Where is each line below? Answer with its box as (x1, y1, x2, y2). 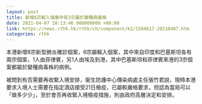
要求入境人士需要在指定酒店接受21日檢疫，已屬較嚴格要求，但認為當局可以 (6, 84, 191, 91)
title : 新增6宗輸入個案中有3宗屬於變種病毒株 (6, 14, 107, 20)
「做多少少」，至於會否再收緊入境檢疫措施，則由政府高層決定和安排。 (6, 91, 177, 99)
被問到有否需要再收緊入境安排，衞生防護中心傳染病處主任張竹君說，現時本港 (6, 76, 196, 84)
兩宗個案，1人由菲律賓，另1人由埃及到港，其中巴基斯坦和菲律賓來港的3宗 (6, 56, 188, 63)
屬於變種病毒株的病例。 (16, 64, 75, 71)
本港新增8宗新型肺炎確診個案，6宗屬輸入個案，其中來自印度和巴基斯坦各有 (6, 49, 192, 56)
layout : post (6, 8, 39, 15)
